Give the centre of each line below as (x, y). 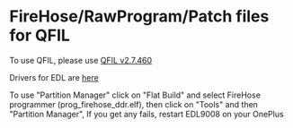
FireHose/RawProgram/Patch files (139, 17)
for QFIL (40, 35)
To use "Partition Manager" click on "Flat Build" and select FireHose (135, 95)
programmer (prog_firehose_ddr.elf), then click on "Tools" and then (134, 104)
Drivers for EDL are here (54, 77)
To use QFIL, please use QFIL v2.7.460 (81, 60)
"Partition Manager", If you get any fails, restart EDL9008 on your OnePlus (147, 114)
